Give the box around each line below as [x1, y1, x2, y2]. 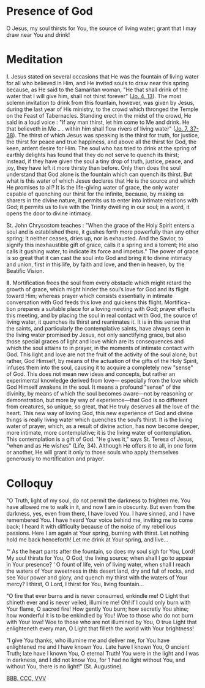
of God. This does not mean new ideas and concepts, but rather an [6, 370, 176, 378]
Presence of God [6, 4, 93, 18]
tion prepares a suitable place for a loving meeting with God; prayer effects [6, 305, 196, 312]
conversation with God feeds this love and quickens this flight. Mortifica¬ [6, 299, 191, 306]
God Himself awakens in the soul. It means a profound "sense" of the [6, 383, 181, 391]
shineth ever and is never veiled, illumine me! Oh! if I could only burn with [6, 598, 191, 606]
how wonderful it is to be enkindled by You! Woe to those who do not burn [6, 611, 194, 619]
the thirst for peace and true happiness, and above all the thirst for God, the [6, 138, 197, 145]
